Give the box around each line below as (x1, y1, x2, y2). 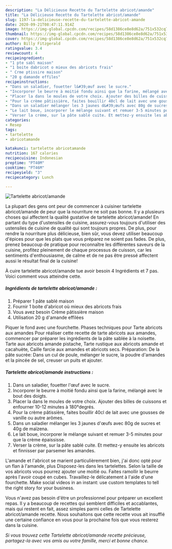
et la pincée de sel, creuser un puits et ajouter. (5, 357, 103, 363)
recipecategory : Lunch (5, 174, 54, 180)
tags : (5, 127, 17, 132)
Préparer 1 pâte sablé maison (12, 298, 74, 304)
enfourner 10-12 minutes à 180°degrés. (12, 404, 95, 410)
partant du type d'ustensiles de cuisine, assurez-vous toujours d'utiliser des (5, 220, 166, 226)
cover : (5, 37, 19, 42)
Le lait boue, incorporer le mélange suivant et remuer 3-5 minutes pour (12, 431, 163, 437)
